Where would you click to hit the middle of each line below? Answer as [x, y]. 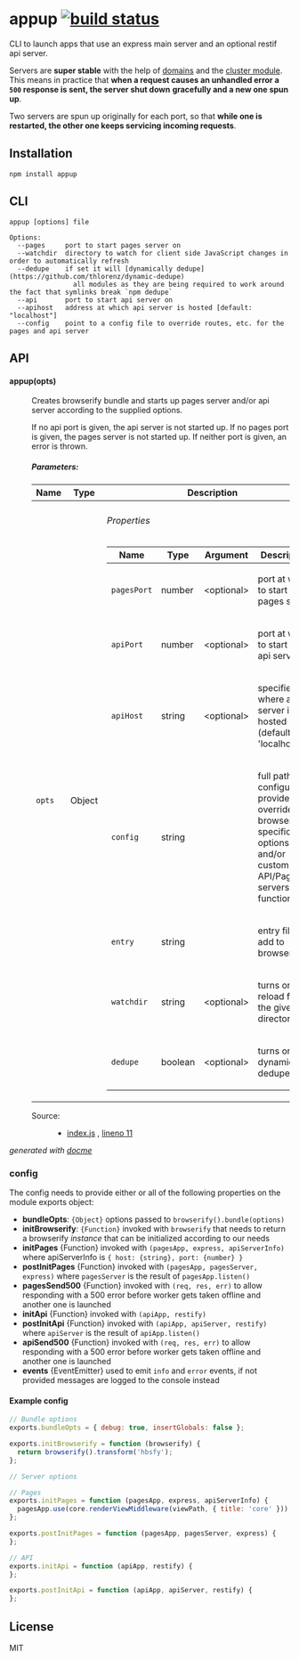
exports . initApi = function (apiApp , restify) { [101, 1566]
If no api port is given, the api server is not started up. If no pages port [160, 427]
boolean [178, 1062]
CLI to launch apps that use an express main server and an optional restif [143, 44]
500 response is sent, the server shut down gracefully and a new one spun [149, 89]
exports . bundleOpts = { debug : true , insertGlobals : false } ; [127, 1428]
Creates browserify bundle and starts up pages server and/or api [150, 401]
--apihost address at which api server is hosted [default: [135, 307]
